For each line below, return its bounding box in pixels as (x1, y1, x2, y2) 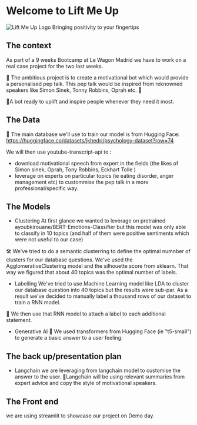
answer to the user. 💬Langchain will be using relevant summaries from (14, 373, 185, 380)
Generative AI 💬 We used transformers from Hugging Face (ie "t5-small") (14, 328, 192, 335)
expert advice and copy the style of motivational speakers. (14, 380, 157, 387)
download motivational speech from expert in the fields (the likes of (14, 160, 179, 167)
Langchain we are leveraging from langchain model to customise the (14, 367, 181, 374)
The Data (6, 115, 40, 125)
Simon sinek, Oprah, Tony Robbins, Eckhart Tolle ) (14, 166, 136, 173)
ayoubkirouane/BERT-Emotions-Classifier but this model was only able (14, 224, 186, 231)
